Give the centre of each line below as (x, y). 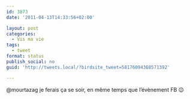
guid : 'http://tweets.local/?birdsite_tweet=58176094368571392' (88, 67)
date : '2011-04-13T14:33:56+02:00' (51, 17)
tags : (13, 45)
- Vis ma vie (28, 40)
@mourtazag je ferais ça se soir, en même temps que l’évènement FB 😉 (95, 89)
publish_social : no (31, 61)
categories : (21, 34)
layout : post (22, 28)
